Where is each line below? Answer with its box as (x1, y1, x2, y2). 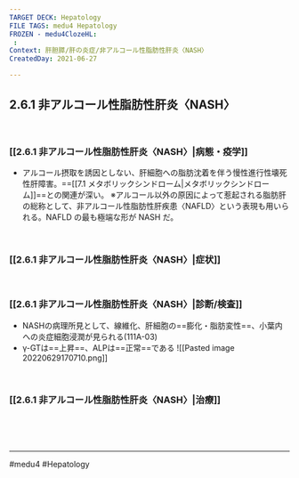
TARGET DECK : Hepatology (9, 12, 101, 22)
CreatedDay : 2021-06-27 (9, 54, 98, 63)
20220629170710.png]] (21, 352, 109, 363)
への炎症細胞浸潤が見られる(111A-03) (21, 331, 158, 342)
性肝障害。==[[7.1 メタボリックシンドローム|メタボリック (21, 179, 231, 190)
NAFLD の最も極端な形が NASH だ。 (45, 212, 179, 223)
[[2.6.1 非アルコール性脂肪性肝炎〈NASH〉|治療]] (9, 393, 221, 406)
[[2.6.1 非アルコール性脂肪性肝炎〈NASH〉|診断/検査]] (9, 298, 243, 311)
